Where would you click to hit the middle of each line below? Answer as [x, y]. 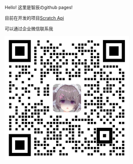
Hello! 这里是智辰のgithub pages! [39, 7]
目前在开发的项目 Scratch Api [34, 18]
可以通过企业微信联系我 [29, 29]
